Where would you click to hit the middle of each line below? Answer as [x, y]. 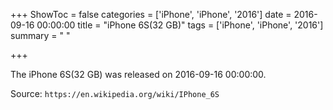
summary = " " [40, 35]
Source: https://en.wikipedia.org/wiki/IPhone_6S [115, 93]
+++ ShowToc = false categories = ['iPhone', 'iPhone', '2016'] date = [151, 14]
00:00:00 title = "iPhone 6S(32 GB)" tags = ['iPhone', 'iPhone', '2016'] [180, 25]
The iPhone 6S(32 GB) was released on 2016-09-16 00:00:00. [138, 74]
